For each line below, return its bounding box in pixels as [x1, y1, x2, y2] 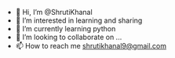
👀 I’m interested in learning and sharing [15, 16, 143, 25]
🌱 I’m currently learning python [15, 24, 116, 33]
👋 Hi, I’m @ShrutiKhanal [15, 8, 93, 16]
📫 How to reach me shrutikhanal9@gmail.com [15, 42, 167, 50]
